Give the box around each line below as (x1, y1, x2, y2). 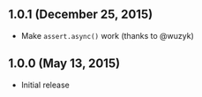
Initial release (20, 79, 70, 90)
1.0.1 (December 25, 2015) (8, 7, 153, 22)
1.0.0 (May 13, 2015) (8, 56, 121, 71)
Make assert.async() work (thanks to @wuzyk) (20, 30, 195, 41)
